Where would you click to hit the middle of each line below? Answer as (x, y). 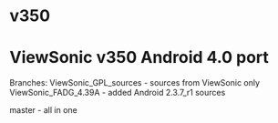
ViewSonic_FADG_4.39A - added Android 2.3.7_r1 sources (118, 93)
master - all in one (43, 110)
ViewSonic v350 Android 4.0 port (139, 58)
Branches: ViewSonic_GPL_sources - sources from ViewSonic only (135, 83)
